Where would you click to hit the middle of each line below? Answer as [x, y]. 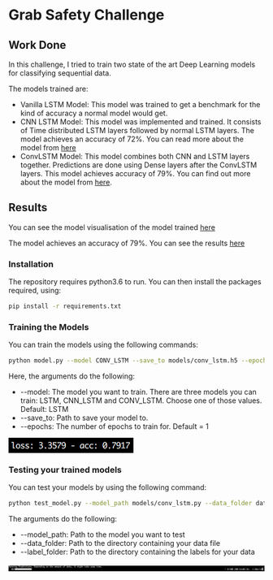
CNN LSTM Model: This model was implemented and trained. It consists [141, 122]
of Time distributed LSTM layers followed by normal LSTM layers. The [137, 130]
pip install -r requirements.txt [65, 306]
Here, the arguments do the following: [72, 376]
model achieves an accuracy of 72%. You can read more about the [132, 139]
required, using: [35, 291]
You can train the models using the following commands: [104, 345]
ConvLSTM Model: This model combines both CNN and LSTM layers [135, 156]
